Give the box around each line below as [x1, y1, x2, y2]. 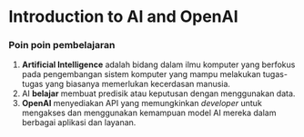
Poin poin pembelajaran [8, 39, 116, 52]
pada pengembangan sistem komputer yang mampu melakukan [21, 69, 261, 80]
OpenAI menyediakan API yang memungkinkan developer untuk [21, 98, 263, 109]
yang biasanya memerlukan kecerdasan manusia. [45, 79, 231, 90]
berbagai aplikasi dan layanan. [21, 117, 137, 128]
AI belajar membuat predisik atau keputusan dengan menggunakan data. [21, 88, 296, 99]
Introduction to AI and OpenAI [8, 6, 238, 27]
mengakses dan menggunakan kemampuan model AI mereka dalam [21, 107, 277, 119]
